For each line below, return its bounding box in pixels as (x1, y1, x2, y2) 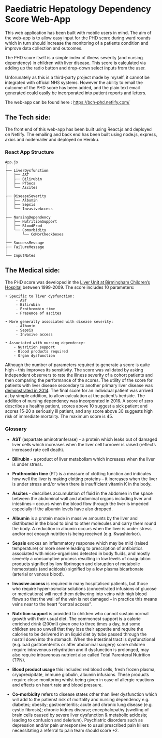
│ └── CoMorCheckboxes (5, 232, 64, 237)
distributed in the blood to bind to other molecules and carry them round (12, 520, 156, 526)
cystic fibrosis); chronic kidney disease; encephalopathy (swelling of (12, 707, 149, 713)
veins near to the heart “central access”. (12, 601, 92, 607)
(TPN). (12, 657, 26, 663)
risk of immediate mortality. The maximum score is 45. (5, 413, 114, 419)
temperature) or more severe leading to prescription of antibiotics (12, 545, 143, 552)
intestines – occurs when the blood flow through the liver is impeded (12, 501, 149, 507)
